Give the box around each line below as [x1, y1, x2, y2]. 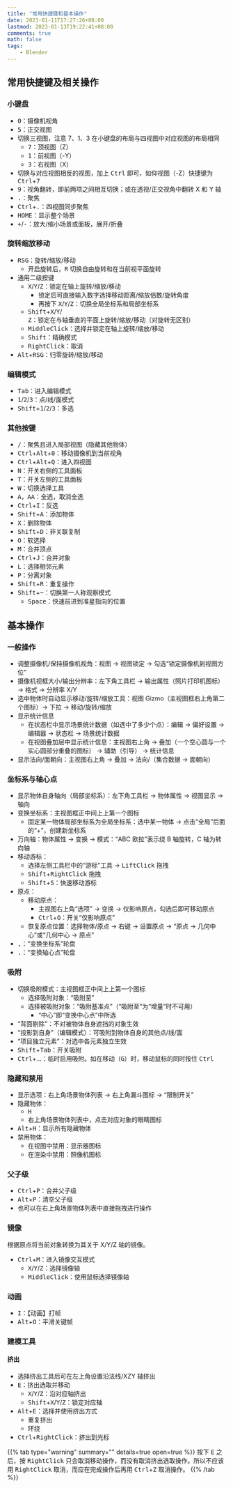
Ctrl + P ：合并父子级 [17, 1186, 77, 1195]
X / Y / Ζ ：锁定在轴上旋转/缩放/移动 [27, 282, 122, 290]
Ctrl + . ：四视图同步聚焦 [17, 202, 89, 210]
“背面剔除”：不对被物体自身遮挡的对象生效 [17, 1019, 139, 1028]
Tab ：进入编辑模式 [17, 387, 72, 395]
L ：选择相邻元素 [17, 562, 65, 571]
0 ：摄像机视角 [17, 116, 58, 125]
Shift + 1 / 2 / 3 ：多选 [17, 404, 74, 413]
